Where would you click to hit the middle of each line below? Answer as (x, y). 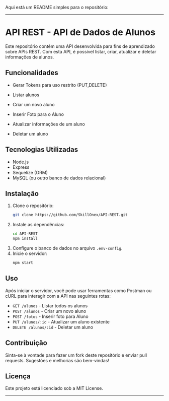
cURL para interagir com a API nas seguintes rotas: (58, 296)
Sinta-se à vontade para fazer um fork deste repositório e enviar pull (76, 355)
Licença (18, 376)
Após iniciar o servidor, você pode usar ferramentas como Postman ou (78, 290)
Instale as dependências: (38, 225)
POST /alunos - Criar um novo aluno (49, 311)
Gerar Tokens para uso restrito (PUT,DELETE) (60, 85)
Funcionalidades (32, 73)
